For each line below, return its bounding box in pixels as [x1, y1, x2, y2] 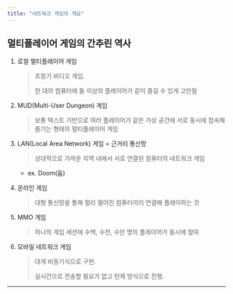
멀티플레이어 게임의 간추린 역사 [7, 37, 132, 49]
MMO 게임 [17, 213, 46, 222]
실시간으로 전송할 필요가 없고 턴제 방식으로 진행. [34, 272, 164, 281]
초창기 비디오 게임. [34, 72, 85, 80]
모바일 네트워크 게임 [17, 243, 71, 251]
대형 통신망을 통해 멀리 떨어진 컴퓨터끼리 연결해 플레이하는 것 [34, 198, 200, 207]
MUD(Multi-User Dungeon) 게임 [17, 101, 108, 110]
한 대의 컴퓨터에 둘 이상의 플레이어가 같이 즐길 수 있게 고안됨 [34, 87, 198, 95]
